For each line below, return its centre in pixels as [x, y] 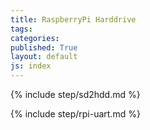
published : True [44, 47]
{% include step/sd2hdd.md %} [75, 94]
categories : [35, 38]
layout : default [44, 57]
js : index [31, 66]
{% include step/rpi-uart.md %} [75, 114]
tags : [21, 29]
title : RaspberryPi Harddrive [73, 19]
